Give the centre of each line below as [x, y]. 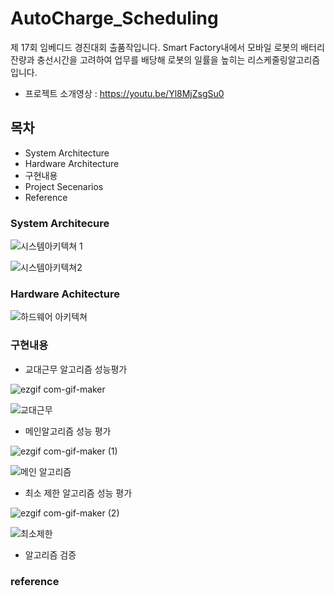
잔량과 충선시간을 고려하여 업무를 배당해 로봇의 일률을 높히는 [128, 59]
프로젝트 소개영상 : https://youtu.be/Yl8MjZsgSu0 [124, 93]
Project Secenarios [64, 186]
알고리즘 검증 [50, 554]
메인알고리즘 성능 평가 [68, 431]
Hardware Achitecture [65, 294]
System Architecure [60, 223]
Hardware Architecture [72, 163]
